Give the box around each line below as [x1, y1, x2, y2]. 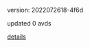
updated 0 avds [7, 19, 52, 27]
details [7, 32, 26, 41]
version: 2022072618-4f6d [7, 6, 84, 14]
